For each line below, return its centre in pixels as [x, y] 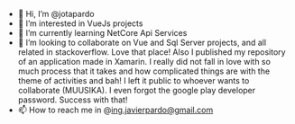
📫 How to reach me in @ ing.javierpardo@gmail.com [115, 110]
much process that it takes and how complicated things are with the [144, 71]
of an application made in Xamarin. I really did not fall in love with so [144, 62]
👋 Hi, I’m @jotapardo [56, 14]
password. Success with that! [73, 100]
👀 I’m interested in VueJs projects [80, 23]
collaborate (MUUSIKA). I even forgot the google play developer [137, 90]
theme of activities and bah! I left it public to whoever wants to [134, 80]
